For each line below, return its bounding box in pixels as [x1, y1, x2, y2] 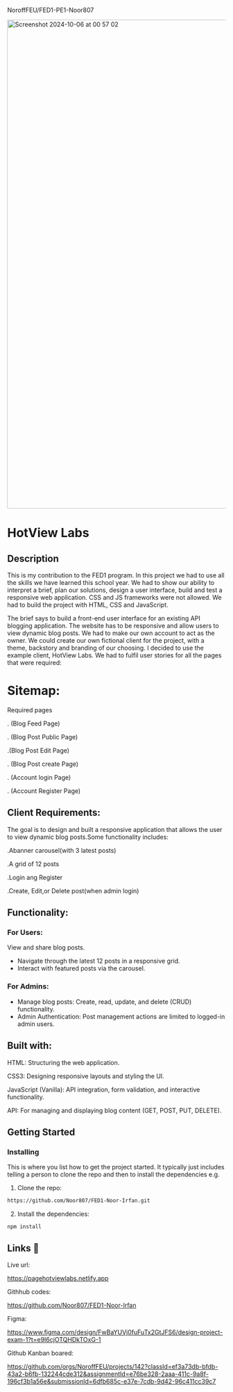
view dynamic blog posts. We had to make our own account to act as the [7, 629, 215, 637]
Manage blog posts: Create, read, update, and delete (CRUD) [17, 998, 192, 1006]
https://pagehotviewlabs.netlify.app [7, 1274, 109, 1282]
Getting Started [7, 1126, 76, 1138]
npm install [7, 1224, 42, 1231]
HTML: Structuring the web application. [7, 1058, 120, 1066]
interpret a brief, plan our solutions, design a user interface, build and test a [7, 586, 223, 594]
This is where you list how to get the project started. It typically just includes [7, 1163, 225, 1171]
